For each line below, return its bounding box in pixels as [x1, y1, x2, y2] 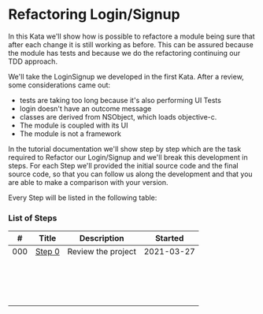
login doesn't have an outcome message [19, 104, 152, 113]
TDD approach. [8, 57, 57, 66]
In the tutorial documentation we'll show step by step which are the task [8, 144, 242, 153]
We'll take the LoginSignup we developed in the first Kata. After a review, [8, 72, 244, 81]
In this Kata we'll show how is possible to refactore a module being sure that [8, 31, 255, 41]
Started [154, 233, 184, 244]
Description [79, 233, 124, 244]
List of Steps [8, 212, 57, 223]
